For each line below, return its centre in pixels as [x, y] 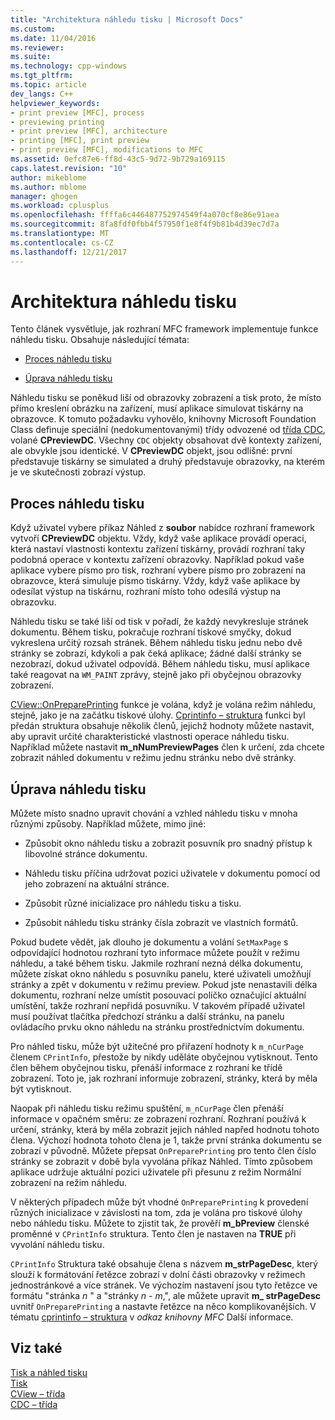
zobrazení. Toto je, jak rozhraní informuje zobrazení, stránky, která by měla [164, 1078]
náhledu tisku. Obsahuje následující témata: [100, 340]
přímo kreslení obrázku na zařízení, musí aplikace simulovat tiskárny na [157, 408]
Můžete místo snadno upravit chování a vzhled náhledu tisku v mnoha [154, 813]
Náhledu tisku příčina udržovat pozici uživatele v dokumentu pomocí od [172, 873]
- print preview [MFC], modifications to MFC [106, 150]
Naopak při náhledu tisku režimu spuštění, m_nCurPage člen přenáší [147, 1108]
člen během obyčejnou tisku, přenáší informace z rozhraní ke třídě [146, 1068]
